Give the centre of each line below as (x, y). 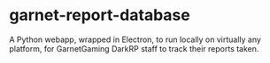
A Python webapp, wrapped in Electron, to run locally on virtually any (135, 39)
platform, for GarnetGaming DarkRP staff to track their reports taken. (134, 48)
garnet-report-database (100, 15)
